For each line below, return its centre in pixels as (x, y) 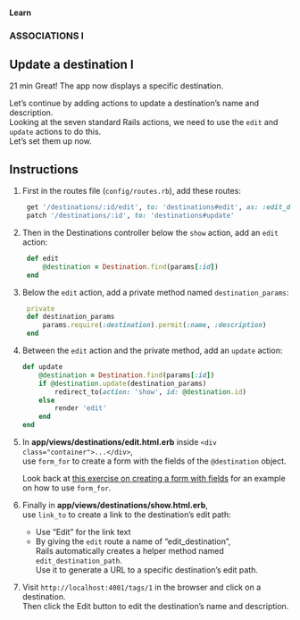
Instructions (44, 169)
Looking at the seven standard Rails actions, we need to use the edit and (144, 122)
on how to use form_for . (67, 488)
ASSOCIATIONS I (47, 36)
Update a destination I (71, 64)
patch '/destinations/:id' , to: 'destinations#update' (130, 216)
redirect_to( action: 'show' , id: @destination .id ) (151, 392)
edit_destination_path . (79, 561)
